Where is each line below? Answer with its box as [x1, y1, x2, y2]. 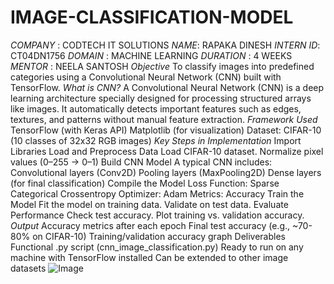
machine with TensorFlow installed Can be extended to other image [10, 251, 289, 263]
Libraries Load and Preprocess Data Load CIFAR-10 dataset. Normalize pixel [10, 145, 324, 157]
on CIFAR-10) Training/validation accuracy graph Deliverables [32, 230, 286, 242]
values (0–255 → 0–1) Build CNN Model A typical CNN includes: [10, 156, 273, 168]
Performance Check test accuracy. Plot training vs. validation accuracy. [10, 209, 305, 221]
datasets [10, 262, 47, 274]
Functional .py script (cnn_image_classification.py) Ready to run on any [10, 241, 304, 253]
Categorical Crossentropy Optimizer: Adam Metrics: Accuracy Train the [10, 187, 305, 200]
